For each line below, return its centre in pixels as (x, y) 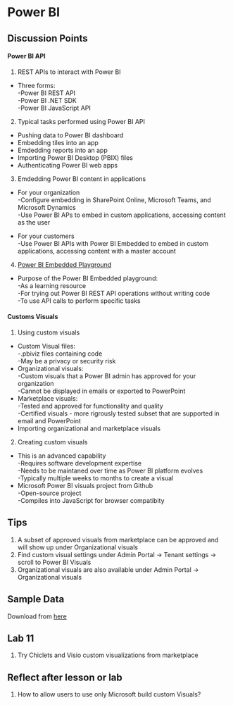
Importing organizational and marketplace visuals (89, 428)
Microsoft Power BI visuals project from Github (85, 485)
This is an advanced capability (62, 456)
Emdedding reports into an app (62, 150)
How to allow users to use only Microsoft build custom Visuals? (109, 694)
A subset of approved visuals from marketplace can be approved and (118, 539)
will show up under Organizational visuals (78, 547)
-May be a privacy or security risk (67, 361)
